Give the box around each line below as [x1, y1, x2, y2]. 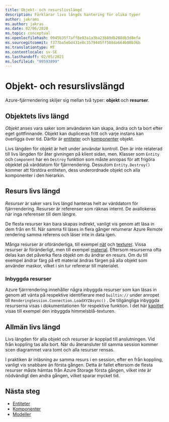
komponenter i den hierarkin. [5, 172, 65, 178]
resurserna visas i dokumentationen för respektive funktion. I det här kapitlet [5, 303, 164, 309]
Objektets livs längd [5, 112, 69, 120]
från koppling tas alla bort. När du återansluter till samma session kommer [5, 341, 158, 347]
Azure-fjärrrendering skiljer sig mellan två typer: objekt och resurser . [5, 97, 150, 103]
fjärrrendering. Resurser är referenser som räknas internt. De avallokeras [5, 205, 156, 212]
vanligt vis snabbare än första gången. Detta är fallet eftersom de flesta [5, 362, 153, 368]
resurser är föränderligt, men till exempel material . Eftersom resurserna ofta [5, 246, 162, 252]
